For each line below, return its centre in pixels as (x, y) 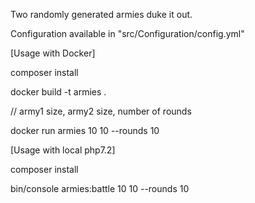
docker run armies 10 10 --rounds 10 (85, 130)
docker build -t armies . (58, 92)
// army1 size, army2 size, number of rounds (101, 111)
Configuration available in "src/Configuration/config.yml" (127, 33)
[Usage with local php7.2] (63, 150)
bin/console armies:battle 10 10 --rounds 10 (100, 188)
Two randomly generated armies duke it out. (101, 14)
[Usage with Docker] (53, 53)
